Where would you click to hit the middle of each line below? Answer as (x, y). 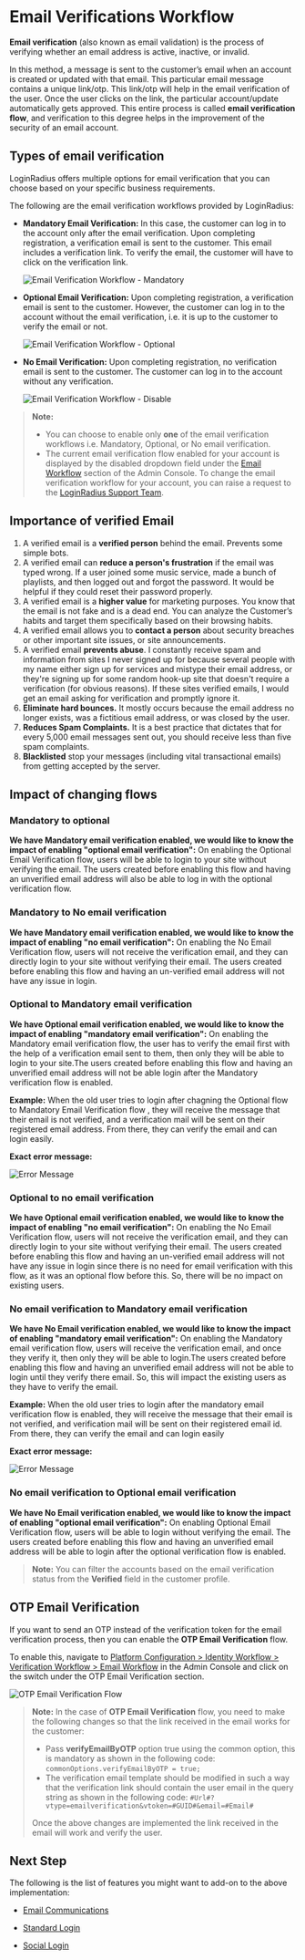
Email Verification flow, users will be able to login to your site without (138, 860)
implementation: (40, 1893)
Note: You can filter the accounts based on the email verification (153, 1569)
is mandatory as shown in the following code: (130, 1758)
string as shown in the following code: (117, 1797)
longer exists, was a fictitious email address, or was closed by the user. (156, 717)
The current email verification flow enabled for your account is (163, 453)
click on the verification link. (76, 262)
